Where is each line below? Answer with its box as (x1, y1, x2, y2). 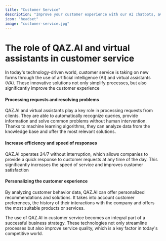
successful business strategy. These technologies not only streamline (5, 220, 147, 226)
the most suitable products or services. (5, 205, 85, 211)
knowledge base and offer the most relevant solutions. (5, 128, 116, 134)
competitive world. (5, 230, 43, 236)
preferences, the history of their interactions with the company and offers (5, 199, 155, 206)
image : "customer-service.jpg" (5, 21, 70, 26)
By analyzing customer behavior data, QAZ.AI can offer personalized (5, 189, 145, 195)
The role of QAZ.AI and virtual (5, 43, 130, 54)
